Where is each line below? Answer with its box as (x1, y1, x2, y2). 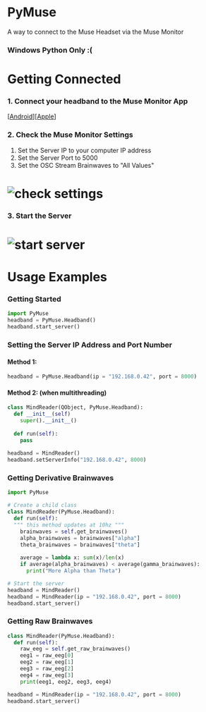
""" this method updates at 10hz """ (13, 521, 125, 529)
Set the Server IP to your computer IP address (17, 146, 152, 154)
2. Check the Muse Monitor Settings (7, 130, 133, 140)
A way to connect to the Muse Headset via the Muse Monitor (7, 27, 184, 36)
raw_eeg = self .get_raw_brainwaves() (20, 646, 131, 653)
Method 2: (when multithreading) (7, 388, 107, 397)
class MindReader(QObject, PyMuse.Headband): (7, 404, 143, 411)
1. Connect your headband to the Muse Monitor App (7, 96, 188, 106)
